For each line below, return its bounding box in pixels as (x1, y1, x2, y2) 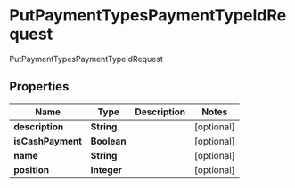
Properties (9, 79, 70, 94)
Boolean (90, 135, 127, 147)
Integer (90, 163, 122, 176)
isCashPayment (13, 135, 83, 147)
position (13, 163, 50, 176)
